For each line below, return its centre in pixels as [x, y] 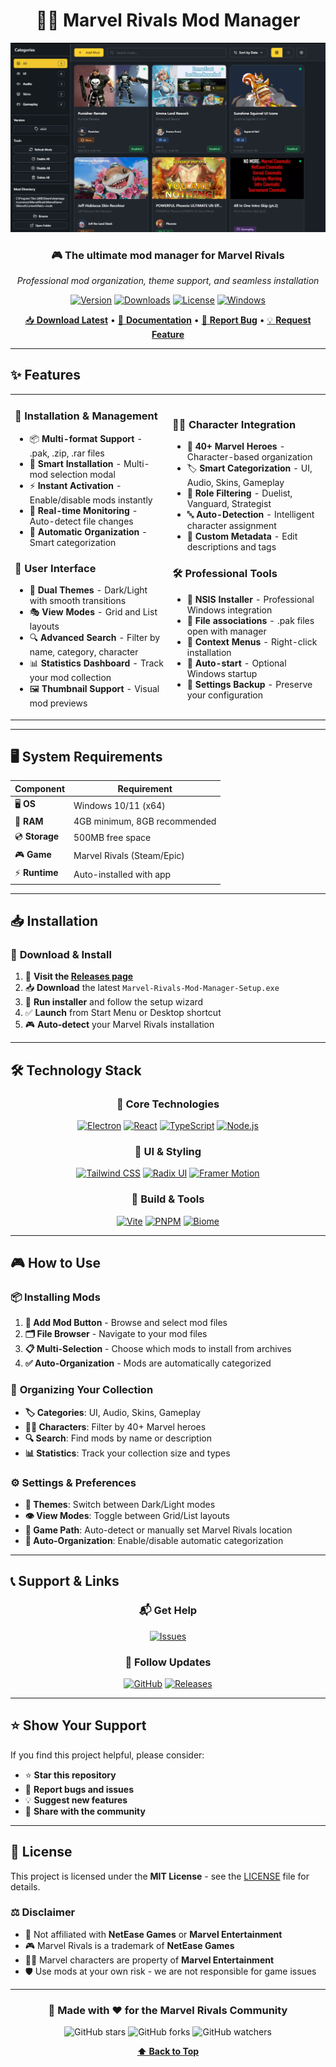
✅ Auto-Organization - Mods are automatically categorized [148, 1363]
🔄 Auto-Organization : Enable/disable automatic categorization [154, 1540]
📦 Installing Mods [55, 1297]
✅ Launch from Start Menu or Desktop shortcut [123, 1013]
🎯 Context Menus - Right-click [252, 641]
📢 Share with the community [85, 1811]
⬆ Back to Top [168, 2051]
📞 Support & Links [65, 1581]
